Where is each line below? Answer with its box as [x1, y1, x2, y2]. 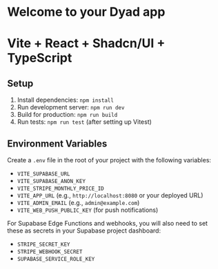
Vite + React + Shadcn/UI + [7, 36, 166, 52]
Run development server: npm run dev [17, 103, 125, 111]
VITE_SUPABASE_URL [17, 171, 70, 177]
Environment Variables [7, 138, 108, 149]
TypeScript [7, 50, 72, 66]
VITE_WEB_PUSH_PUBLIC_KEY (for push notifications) [17, 206, 159, 214]
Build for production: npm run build [17, 111, 118, 119]
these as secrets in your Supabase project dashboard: [7, 226, 161, 235]
